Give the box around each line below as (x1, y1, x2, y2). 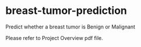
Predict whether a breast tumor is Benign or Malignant (5, 23, 135, 30)
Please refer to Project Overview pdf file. (5, 34, 103, 41)
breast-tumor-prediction (5, 4, 128, 17)
